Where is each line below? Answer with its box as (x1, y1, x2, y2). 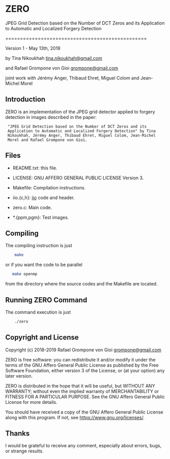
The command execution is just (5, 309, 71, 315)
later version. (5, 373, 33, 379)
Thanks (5, 429, 30, 438)
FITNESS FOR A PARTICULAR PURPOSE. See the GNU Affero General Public (5, 394, 165, 400)
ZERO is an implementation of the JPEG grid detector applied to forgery (5, 108, 155, 115)
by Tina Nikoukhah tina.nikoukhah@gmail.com (5, 55, 103, 61)
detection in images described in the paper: (5, 114, 97, 120)
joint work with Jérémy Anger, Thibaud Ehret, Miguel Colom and (5, 75, 139, 81)
